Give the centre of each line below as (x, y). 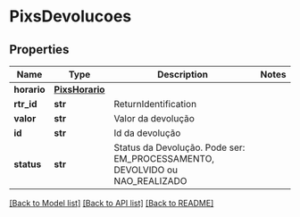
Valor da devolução (154, 118)
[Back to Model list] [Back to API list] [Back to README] (112, 203)
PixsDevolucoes (71, 17)
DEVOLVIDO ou (146, 170)
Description (183, 75)
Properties (39, 50)
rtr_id (25, 104)
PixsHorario (79, 89)
